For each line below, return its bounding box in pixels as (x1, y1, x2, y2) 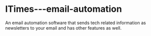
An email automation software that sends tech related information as (5, 20, 146, 26)
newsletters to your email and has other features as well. (5, 25, 122, 31)
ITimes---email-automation (5, 3, 122, 15)
